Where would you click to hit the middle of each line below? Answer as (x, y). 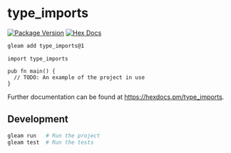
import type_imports (38, 58)
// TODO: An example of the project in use (79, 77)
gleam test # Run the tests (51, 142)
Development (38, 119)
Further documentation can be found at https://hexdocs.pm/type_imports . (116, 97)
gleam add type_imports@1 (46, 46)
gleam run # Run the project (54, 136)
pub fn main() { (31, 71)
